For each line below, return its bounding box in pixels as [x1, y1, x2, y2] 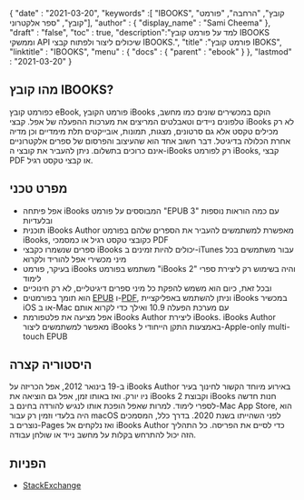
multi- [268, 321, 290, 332]
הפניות [9, 455, 47, 471]
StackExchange [22, 480, 82, 491]
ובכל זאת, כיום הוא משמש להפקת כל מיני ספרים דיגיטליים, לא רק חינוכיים [22, 282, 272, 294]
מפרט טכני [9, 181, 68, 196]
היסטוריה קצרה [9, 357, 93, 373]
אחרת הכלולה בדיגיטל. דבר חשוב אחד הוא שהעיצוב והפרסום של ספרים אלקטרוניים [9, 135, 291, 146]
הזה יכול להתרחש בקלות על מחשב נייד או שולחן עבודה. [9, 429, 197, 440]
